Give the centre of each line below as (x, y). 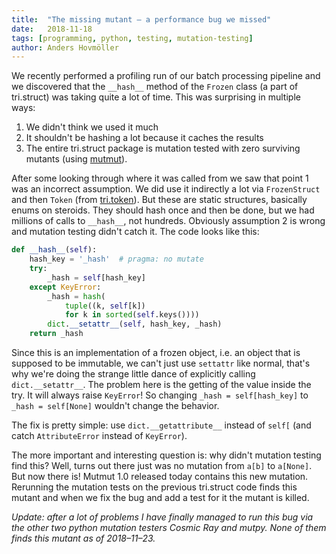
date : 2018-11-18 (52, 29)
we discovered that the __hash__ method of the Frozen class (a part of (155, 87)
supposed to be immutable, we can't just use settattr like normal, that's (161, 363)
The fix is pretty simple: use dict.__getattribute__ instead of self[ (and (161, 425)
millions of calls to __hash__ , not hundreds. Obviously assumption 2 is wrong (168, 221)
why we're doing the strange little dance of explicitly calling (133, 374)
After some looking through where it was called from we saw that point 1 (160, 178)
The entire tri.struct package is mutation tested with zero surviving (163, 148)
